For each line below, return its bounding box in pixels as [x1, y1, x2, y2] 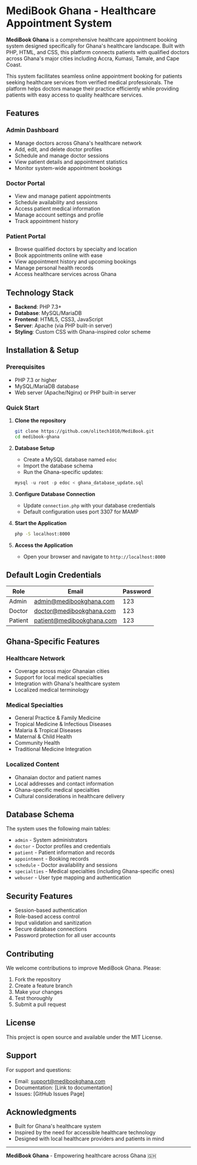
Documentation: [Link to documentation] [14, 1084, 113, 1091]
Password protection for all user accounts [14, 932, 116, 939]
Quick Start [6, 403, 39, 411]
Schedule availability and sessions [14, 198, 98, 205]
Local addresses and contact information [14, 780, 114, 787]
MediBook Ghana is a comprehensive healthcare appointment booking [6, 36, 178, 43]
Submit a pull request [14, 1001, 66, 1008]
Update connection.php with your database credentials [23, 502, 155, 509]
